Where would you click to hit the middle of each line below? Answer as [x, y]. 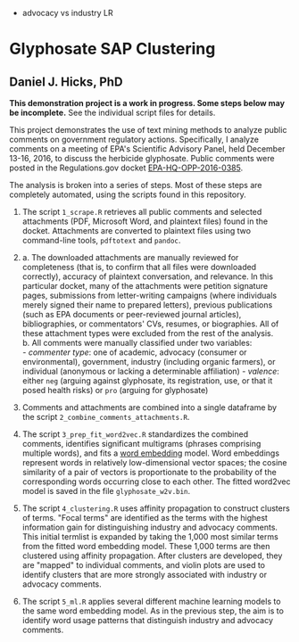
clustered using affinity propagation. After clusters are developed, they [152, 556]
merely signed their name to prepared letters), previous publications [147, 305]
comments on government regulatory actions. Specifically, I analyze [134, 139]
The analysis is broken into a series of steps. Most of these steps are [136, 185]
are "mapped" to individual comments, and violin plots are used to [144, 565]
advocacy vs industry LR [67, 13]
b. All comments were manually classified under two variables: [137, 343]
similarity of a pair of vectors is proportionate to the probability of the [149, 472]
